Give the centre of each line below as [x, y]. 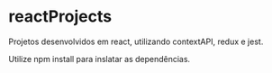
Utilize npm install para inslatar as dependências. [100, 59]
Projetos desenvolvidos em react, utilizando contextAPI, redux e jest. [136, 41]
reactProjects [60, 17]
